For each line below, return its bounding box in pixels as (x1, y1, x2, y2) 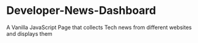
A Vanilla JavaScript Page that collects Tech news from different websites (6, 24, 192, 31)
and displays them (6, 30, 53, 37)
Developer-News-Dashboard (6, 4, 156, 18)
